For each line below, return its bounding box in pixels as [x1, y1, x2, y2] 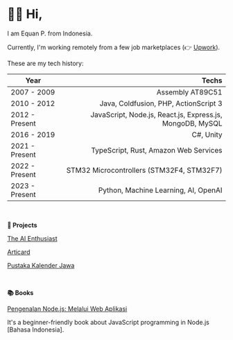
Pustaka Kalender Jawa [7, 261, 75, 269]
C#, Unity [191, 130, 223, 139]
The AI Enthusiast [7, 234, 58, 242]
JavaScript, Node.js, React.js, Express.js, [89, 110, 223, 119]
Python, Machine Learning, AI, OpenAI [98, 185, 223, 195]
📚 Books [7, 288, 34, 297]
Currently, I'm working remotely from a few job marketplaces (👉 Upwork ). [7, 43, 221, 51]
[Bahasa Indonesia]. [7, 325, 64, 334]
